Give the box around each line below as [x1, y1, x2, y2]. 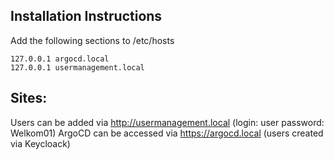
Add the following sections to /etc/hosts [10, 34, 175, 46]
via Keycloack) [10, 137, 71, 149]
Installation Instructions [10, 8, 163, 25]
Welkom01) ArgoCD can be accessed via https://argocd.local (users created [10, 127, 324, 139]
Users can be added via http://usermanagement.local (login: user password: [10, 116, 325, 128]
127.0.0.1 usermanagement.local [10, 62, 145, 73]
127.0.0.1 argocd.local [10, 54, 110, 64]
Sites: [10, 90, 48, 107]
